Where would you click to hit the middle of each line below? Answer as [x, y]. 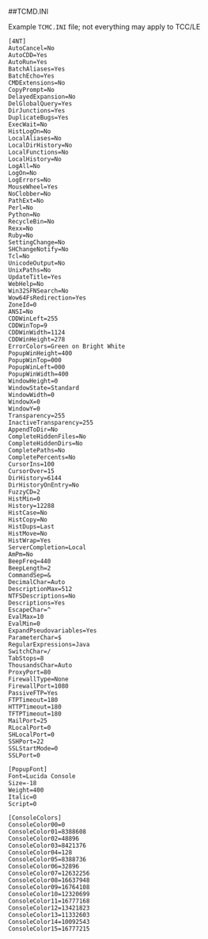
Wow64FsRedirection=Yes [47, 298]
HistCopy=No [28, 520]
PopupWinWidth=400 [38, 374]
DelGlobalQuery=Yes [40, 104]
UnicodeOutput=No [37, 263]
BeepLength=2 [30, 568]
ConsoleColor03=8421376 [47, 845]
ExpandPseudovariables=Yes [53, 631]
